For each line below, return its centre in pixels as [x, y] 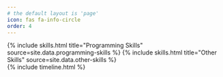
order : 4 [19, 26]
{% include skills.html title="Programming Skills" [75, 46]
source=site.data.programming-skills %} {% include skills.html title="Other [112, 52]
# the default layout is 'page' [53, 13]
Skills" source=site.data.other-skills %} [62, 60]
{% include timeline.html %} [46, 67]
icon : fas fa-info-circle [44, 20]
